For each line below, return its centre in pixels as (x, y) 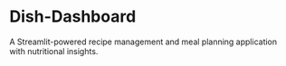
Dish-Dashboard (73, 17)
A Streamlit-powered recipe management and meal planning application (143, 42)
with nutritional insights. (54, 51)
